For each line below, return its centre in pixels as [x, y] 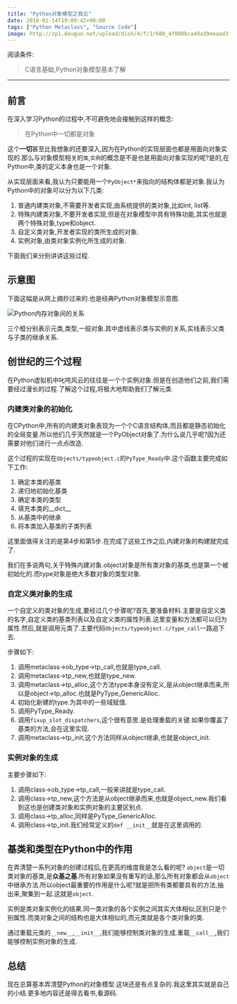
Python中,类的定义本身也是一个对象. [60, 167]
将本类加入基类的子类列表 [55, 526]
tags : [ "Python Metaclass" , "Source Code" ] [72, 27]
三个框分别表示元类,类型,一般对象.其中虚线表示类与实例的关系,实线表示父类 [116, 328]
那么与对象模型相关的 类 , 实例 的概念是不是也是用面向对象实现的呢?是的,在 [125, 158]
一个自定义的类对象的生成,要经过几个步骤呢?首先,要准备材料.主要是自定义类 [117, 611]
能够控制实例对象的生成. [42, 942]
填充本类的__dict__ [44, 508]
